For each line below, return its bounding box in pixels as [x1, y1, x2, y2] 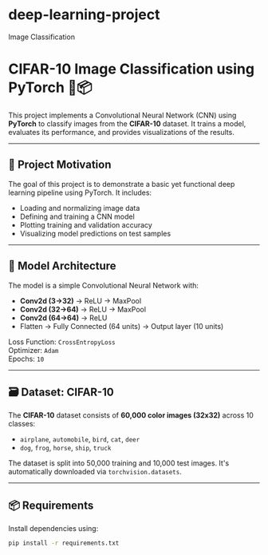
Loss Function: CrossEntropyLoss [8, 337, 116, 347]
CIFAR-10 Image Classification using [8, 60, 255, 78]
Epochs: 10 [8, 354, 45, 363]
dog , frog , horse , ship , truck [19, 443, 112, 453]
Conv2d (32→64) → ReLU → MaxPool [19, 304, 146, 314]
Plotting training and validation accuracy [19, 220, 153, 229]
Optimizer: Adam [8, 345, 59, 355]
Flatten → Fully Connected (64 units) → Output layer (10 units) [19, 321, 224, 331]
